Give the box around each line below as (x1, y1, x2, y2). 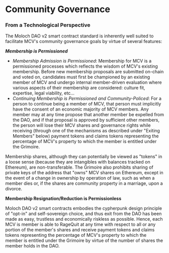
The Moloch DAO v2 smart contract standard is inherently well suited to (5, 33, 154, 39)
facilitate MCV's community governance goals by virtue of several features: (5, 38, 162, 44)
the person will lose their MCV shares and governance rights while (12, 122, 151, 128)
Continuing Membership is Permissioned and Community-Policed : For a (12, 95, 162, 102)
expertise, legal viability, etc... (12, 90, 75, 96)
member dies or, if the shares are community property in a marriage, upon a (5, 180, 163, 186)
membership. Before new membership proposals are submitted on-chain (12, 69, 164, 75)
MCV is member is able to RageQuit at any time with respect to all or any (5, 221, 156, 228)
